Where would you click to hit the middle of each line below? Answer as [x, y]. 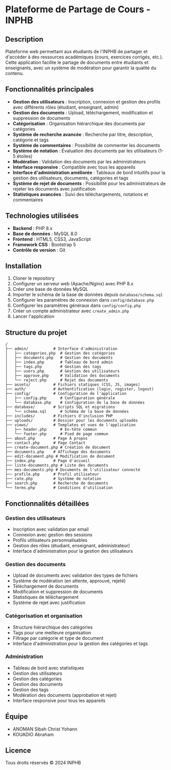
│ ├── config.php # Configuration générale [60, 398]
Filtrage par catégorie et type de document [58, 638]
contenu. [15, 73]
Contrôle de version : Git [39, 250]
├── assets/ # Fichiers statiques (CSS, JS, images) [73, 385]
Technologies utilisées [42, 216]
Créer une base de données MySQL [50, 289]
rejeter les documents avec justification [54, 189]
